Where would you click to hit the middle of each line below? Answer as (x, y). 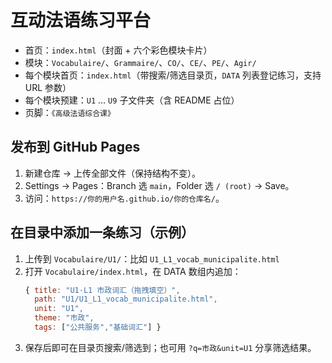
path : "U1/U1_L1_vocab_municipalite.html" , (126, 299)
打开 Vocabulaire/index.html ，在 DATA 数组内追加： (133, 271)
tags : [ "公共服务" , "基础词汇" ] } (98, 327)
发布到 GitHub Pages (75, 147)
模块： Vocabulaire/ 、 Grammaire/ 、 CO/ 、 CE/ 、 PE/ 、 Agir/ (140, 62)
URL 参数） (48, 87)
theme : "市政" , (64, 318)
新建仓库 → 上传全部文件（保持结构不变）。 (113, 173)
